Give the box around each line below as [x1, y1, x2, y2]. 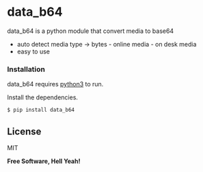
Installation [7, 64, 46, 74]
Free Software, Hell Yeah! [7, 157, 81, 165]
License [7, 125, 42, 137]
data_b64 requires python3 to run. [7, 80, 104, 88]
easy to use [16, 47, 50, 56]
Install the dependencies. [7, 93, 79, 101]
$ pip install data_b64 [7, 107, 75, 114]
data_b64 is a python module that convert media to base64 [7, 27, 174, 35]
